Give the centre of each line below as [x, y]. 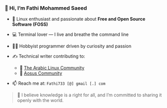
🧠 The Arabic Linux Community [52, 68]
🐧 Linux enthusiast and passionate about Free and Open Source [79, 19]
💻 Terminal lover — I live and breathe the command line [70, 34]
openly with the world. [40, 100]
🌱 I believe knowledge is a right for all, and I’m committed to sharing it [89, 95]
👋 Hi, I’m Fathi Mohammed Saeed [46, 8]
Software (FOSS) [30, 24]
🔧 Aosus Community [41, 73]
